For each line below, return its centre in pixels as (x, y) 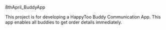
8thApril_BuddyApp (25, 7)
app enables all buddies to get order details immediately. (64, 22)
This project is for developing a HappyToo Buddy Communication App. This (83, 17)
